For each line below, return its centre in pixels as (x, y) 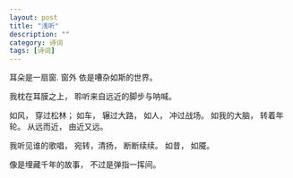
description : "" (39, 34)
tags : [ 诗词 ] (32, 51)
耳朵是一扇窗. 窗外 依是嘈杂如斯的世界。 (83, 78)
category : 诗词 (36, 42)
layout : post (34, 17)
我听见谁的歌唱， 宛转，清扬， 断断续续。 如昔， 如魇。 (112, 146)
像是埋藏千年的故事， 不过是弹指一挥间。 (85, 165)
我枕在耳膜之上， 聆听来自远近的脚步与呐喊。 (93, 97)
